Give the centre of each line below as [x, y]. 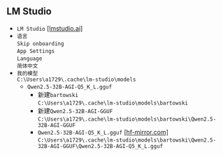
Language [29, 59]
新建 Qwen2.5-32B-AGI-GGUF [75, 110]
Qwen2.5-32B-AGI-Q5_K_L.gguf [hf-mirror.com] [103, 132]
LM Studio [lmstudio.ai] [50, 28]
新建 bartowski [58, 94]
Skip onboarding [40, 44]
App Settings [36, 51]
